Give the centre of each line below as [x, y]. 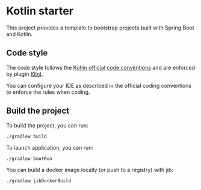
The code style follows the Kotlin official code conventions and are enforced [101, 67]
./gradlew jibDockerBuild [39, 181]
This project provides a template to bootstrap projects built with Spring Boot [100, 28]
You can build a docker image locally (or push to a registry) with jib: [90, 170]
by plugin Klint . [25, 74]
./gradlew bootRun [29, 158]
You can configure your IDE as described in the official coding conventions [99, 85]
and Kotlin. [20, 34]
